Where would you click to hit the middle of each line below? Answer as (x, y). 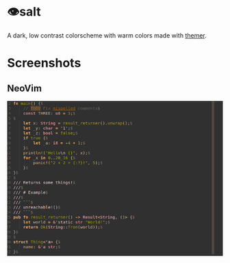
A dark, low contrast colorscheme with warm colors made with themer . (107, 35)
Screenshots (44, 63)
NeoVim (25, 88)
